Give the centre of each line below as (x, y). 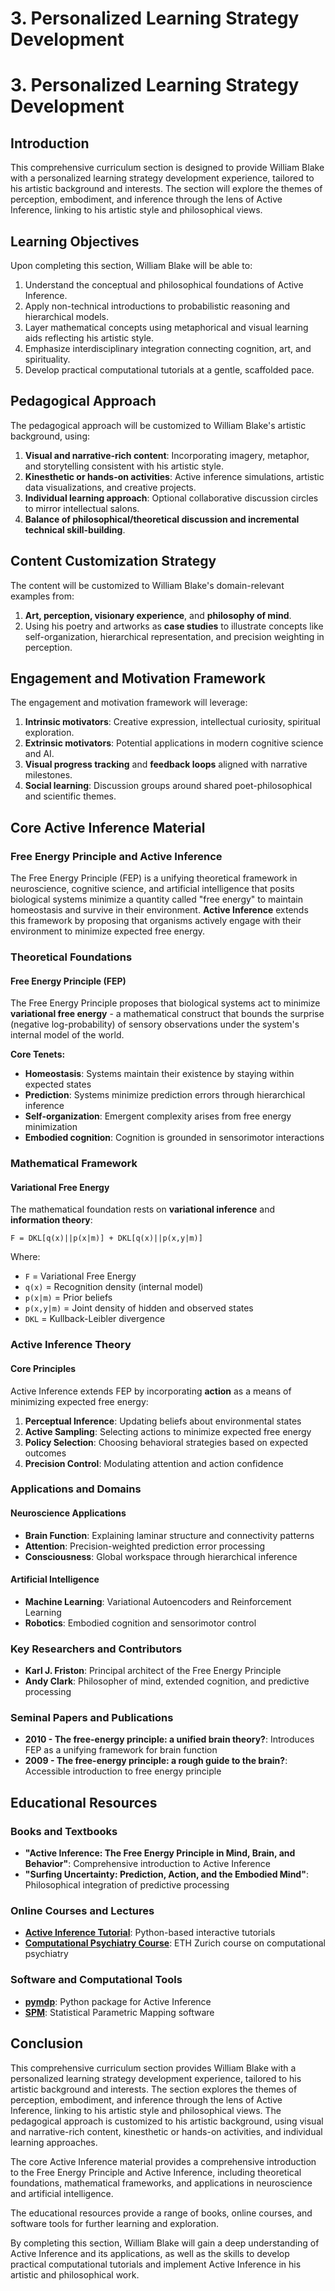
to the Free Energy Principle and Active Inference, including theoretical (156, 2172)
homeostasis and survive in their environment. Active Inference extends (159, 910)
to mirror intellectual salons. (82, 508)
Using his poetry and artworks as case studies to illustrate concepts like (174, 626)
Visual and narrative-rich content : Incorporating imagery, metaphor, (167, 455)
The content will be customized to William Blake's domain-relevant (147, 585)
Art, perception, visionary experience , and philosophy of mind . (158, 615)
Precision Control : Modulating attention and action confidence (154, 1463)
